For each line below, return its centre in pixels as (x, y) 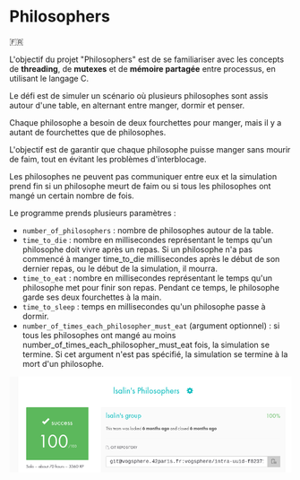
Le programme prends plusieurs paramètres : (93, 213)
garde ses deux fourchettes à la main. (92, 297)
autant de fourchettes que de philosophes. (88, 132)
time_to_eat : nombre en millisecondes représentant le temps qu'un (147, 278)
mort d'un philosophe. (63, 363)
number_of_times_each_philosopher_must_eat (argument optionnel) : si (151, 326)
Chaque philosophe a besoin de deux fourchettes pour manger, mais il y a (146, 122)
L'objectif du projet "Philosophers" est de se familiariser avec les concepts (147, 59)
